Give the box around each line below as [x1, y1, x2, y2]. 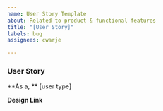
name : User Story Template [7, 10, 87, 18]
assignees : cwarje [7, 37, 61, 44]
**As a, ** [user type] [7, 82, 72, 90]
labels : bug [7, 30, 42, 37]
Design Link [7, 96, 43, 105]
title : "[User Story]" [7, 23, 74, 30]
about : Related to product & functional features [7, 17, 157, 24]
